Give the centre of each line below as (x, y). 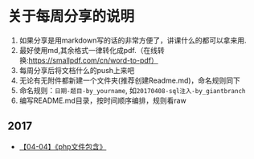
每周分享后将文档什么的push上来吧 (77, 70)
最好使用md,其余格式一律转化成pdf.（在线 (88, 50)
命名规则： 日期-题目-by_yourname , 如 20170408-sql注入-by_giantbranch (132, 90)
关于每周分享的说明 (71, 16)
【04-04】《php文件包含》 (63, 146)
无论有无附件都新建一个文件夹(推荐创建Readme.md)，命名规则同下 (129, 80)
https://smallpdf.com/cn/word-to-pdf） (93, 60)
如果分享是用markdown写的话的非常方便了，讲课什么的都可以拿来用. (133, 40)
